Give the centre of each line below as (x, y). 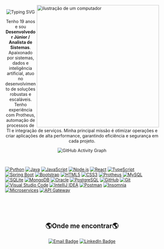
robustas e (20, 94)
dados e (20, 63)
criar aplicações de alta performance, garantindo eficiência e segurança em (82, 136)
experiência (21, 110)
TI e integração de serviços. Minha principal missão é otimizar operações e (82, 131)
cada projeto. (82, 141)
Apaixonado (20, 53)
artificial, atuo (20, 73)
